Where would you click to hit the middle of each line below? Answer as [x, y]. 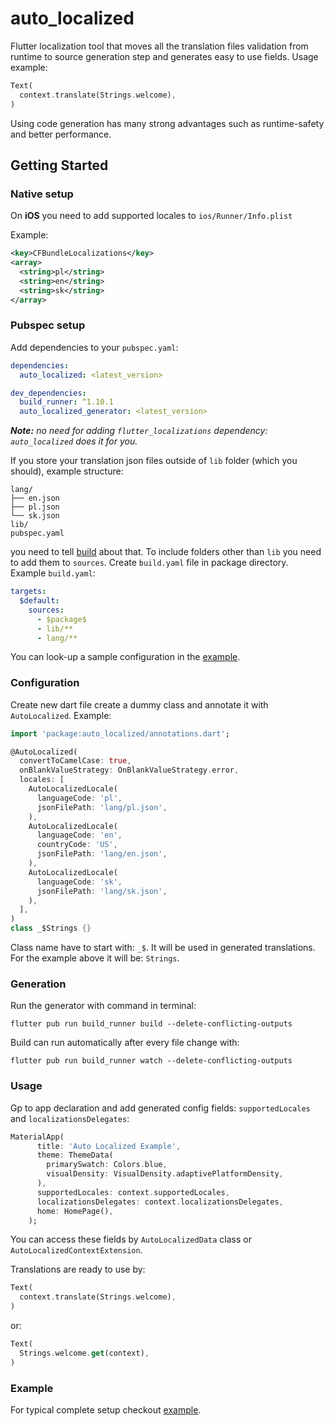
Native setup [42, 194]
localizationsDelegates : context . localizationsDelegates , [160, 1202]
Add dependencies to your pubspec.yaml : [94, 347]
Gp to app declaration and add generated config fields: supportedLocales [160, 1108]
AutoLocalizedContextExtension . [76, 1250]
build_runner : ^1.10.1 [66, 402]
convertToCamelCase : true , [75, 761]
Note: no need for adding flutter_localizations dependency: [139, 431]
